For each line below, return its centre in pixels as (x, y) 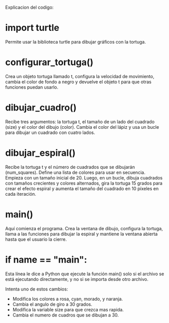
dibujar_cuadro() (41, 108)
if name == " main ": (46, 259)
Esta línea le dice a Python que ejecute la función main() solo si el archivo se (85, 274)
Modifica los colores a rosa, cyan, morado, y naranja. (68, 299)
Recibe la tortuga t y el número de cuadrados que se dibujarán (70, 167)
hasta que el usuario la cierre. (36, 239)
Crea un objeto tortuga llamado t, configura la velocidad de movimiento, (80, 76)
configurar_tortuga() (49, 62)
